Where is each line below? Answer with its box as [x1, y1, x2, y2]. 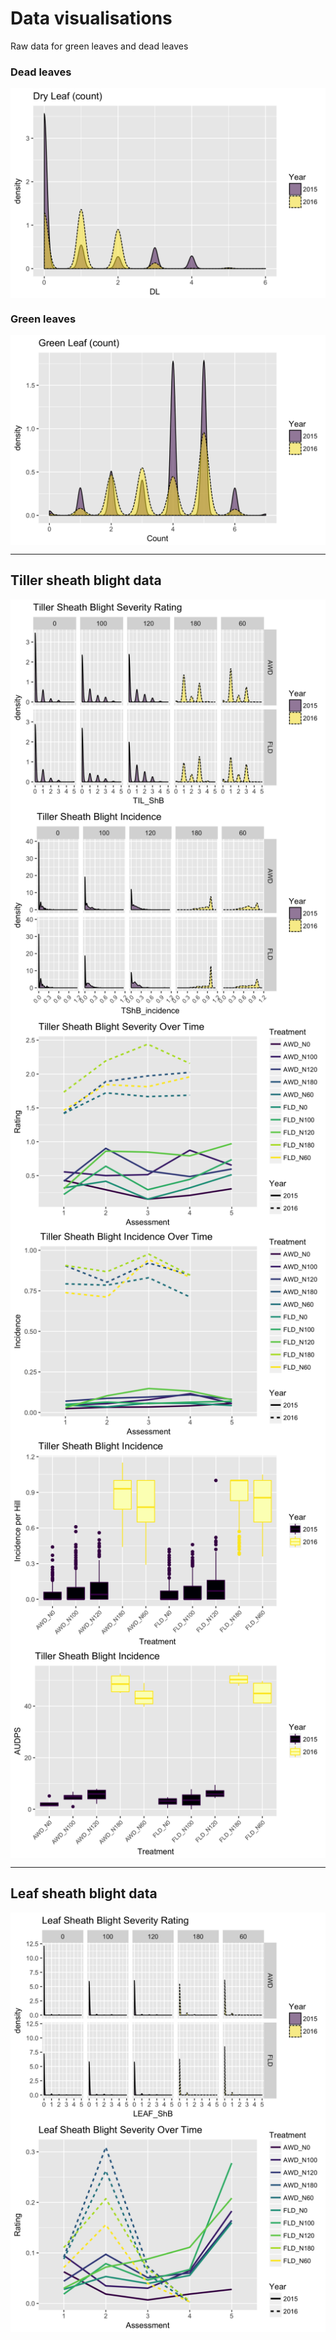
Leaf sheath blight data [10, 1885, 158, 1902]
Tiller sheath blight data [10, 572, 162, 589]
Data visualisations [10, 7, 173, 30]
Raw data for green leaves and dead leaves [10, 40, 189, 52]
